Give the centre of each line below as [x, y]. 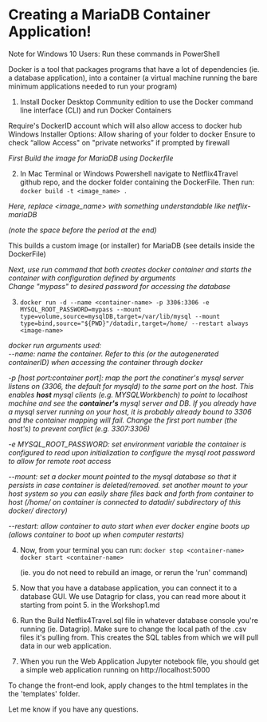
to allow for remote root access [60, 461]
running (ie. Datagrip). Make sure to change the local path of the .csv [133, 629]
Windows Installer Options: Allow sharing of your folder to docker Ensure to [132, 134]
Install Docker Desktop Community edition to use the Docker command [136, 101]
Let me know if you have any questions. [73, 709]
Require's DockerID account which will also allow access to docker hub [125, 125]
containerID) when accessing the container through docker [106, 362]
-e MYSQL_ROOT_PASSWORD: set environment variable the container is [128, 444]
